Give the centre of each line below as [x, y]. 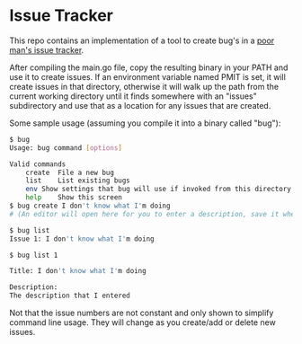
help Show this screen [74, 198]
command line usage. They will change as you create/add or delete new [142, 322]
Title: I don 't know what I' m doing [78, 271]
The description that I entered [70, 296]
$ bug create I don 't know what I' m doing [90, 206]
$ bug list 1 [34, 255]
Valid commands [38, 164]
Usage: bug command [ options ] [66, 148]
